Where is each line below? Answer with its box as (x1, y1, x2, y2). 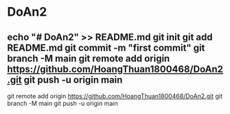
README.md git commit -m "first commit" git (7, 42, 205, 53)
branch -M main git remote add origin (7, 53, 170, 64)
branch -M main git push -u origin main (7, 100, 118, 107)
